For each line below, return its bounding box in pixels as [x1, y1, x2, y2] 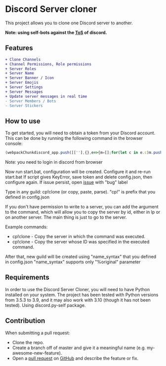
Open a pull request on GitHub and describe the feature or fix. [12, 355, 139, 361]
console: [5, 140, 23, 147]
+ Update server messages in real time [5, 94, 87, 99]
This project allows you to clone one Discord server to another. [5, 20, 133, 26]
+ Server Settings [5, 85, 43, 90]
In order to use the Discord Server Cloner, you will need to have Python [5, 286, 150, 292]
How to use [5, 117, 41, 125]
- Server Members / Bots [5, 98, 56, 104]
